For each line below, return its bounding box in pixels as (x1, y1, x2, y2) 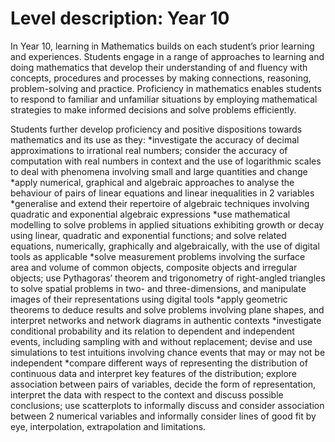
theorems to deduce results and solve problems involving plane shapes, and (10, 303, 325, 316)
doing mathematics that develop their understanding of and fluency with (10, 61, 308, 73)
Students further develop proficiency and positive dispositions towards (10, 123, 303, 135)
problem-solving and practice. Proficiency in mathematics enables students (10, 82, 322, 94)
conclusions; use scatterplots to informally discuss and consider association (10, 399, 325, 411)
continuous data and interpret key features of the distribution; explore (10, 367, 298, 379)
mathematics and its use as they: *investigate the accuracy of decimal (10, 133, 300, 146)
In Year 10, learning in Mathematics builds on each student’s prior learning (10, 40, 315, 52)
